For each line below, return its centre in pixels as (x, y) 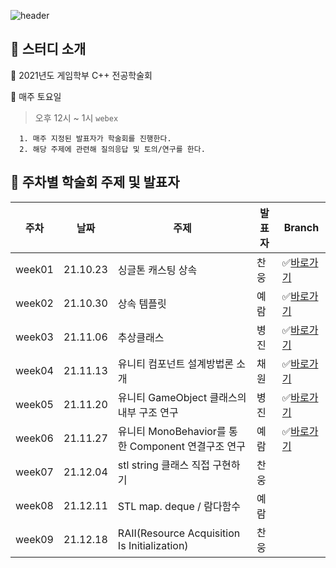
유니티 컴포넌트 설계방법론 (176, 363)
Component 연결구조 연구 (187, 446)
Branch (301, 227)
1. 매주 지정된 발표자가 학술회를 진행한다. (95, 138)
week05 (34, 404)
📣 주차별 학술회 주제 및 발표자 (95, 182)
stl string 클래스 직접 (163, 465)
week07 (34, 472)
